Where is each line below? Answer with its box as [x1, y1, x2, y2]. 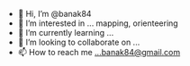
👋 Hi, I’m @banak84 [17, 9, 92, 19]
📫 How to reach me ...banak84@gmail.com [17, 47, 181, 57]
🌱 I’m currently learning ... [17, 28, 114, 37]
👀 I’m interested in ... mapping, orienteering [17, 18, 178, 29]
